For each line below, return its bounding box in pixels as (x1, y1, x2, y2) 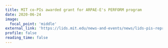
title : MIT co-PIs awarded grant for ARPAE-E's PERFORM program (5, 7, 142, 12)
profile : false (5, 30, 37, 35)
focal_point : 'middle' (9, 21, 57, 26)
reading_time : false (5, 35, 48, 40)
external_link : (5, 26, 37, 31)
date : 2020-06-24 (5, 12, 41, 17)
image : (5, 16, 19, 21)
